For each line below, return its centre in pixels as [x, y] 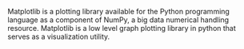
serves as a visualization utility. [59, 36]
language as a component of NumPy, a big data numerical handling [118, 20]
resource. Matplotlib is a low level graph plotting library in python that [122, 28]
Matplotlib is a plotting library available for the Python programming [118, 11]
